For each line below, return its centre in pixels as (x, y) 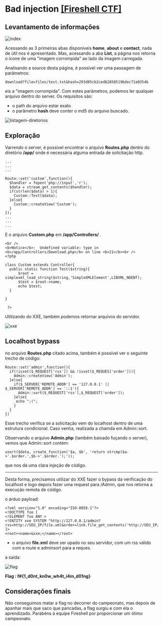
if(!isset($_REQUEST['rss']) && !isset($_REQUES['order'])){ (73, 372)
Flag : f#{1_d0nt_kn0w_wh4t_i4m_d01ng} (48, 576)
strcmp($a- (118, 452)
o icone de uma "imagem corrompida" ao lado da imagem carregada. (74, 59)
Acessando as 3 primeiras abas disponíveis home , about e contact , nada (78, 48)
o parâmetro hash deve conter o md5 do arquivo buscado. (71, 111)
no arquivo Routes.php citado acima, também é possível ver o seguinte (76, 353)
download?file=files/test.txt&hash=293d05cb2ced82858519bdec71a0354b (77, 82)
